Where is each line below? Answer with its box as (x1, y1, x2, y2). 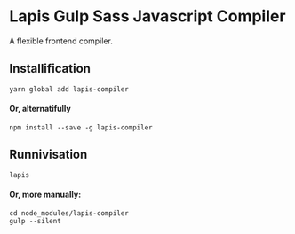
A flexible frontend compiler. (9, 35, 113, 46)
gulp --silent (9, 216, 62, 225)
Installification (9, 61, 92, 76)
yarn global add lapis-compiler (9, 84, 129, 94)
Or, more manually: (9, 189, 82, 200)
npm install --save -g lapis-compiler (9, 122, 153, 132)
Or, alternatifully (9, 104, 71, 114)
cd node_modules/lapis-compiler (9, 208, 129, 218)
